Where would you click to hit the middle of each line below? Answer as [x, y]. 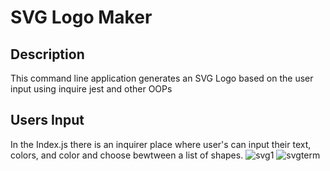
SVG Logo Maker [81, 17]
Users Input [47, 120]
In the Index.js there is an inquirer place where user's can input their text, [161, 144]
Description [47, 54]
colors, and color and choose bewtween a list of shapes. [127, 155]
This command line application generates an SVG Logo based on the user [162, 78]
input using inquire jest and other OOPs [91, 89]
